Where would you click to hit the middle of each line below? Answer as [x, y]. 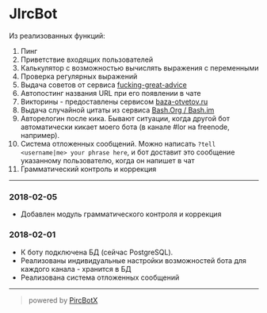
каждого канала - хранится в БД [76, 269]
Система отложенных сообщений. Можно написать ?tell [118, 143]
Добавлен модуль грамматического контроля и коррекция [121, 214]
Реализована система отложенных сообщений [100, 277]
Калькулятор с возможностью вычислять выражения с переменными [139, 67]
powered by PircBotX [63, 300]
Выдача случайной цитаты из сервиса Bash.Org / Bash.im [117, 110]
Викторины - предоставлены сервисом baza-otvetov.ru [114, 101]
